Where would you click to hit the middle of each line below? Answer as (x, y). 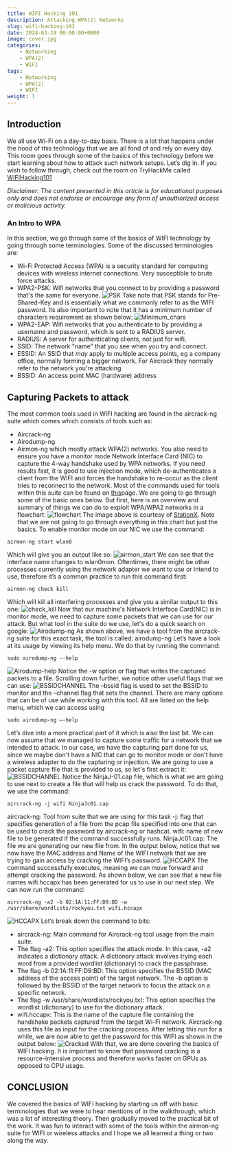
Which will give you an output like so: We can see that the (111, 555)
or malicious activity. (37, 205)
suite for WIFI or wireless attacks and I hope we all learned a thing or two (110, 1133)
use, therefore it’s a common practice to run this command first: (97, 576)
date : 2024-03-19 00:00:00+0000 (53, 33)
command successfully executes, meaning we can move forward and (105, 867)
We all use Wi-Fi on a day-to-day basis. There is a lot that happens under (111, 141)
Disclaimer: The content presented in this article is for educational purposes (115, 190)
